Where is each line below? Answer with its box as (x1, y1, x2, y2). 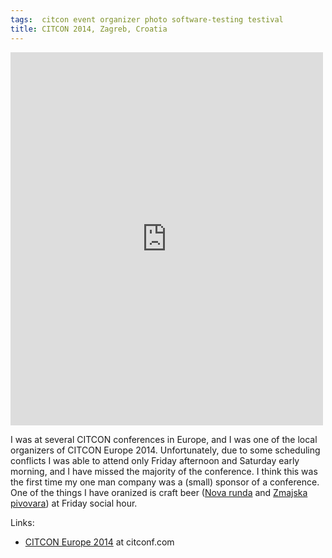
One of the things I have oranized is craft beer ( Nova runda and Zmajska (10, 486, 308, 498)
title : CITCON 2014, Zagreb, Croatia (10, 24, 168, 34)
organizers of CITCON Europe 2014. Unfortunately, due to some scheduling (10, 444, 321, 456)
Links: (10, 516, 35, 528)
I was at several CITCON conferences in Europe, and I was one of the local (10, 433, 318, 445)
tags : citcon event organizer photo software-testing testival (10, 14, 284, 25)
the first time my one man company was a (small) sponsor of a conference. (10, 476, 320, 488)
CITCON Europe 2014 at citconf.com (24, 536, 175, 548)
